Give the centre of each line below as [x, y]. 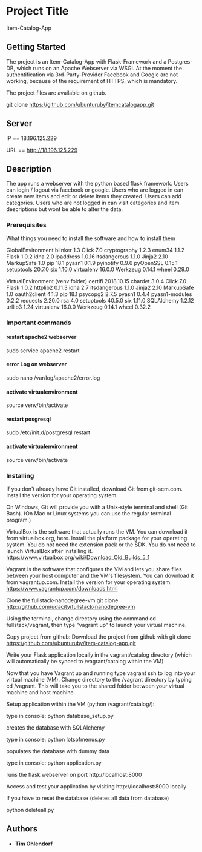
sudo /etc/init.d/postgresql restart [48, 432]
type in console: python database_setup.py [60, 716]
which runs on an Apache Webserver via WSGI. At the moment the [99, 68]
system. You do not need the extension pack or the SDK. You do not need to [101, 545]
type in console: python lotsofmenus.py [56, 739]
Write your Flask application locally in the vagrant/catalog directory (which [99, 655]
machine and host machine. [41, 692]
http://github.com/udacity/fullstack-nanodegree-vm [71, 606]
